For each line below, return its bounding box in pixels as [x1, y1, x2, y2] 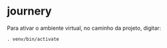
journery [7, 4, 52, 18]
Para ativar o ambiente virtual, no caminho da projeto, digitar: [7, 24, 161, 32]
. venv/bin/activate [7, 36, 60, 42]
